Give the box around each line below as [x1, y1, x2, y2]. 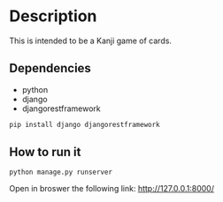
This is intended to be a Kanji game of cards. [9, 35, 173, 46]
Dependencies [9, 61, 91, 76]
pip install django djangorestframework [9, 120, 161, 129]
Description [9, 6, 97, 26]
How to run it [9, 145, 81, 160]
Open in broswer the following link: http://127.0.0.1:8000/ [9, 183, 215, 194]
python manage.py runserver [9, 168, 113, 177]
